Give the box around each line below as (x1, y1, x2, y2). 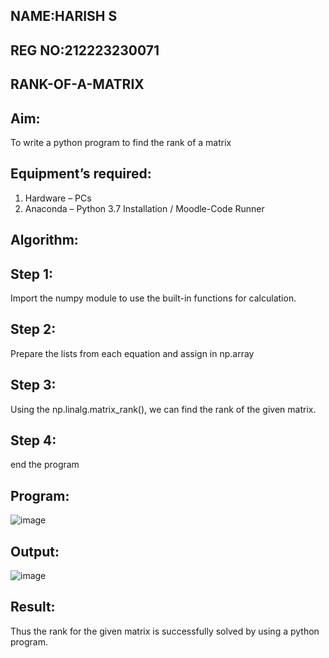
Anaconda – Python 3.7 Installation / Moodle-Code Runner (24, 202, 265, 214)
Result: (10, 599, 56, 616)
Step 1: (10, 265, 54, 283)
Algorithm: (10, 232, 79, 249)
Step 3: (10, 377, 57, 394)
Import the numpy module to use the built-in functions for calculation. (10, 292, 297, 304)
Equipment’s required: (10, 165, 152, 183)
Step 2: (10, 321, 57, 338)
